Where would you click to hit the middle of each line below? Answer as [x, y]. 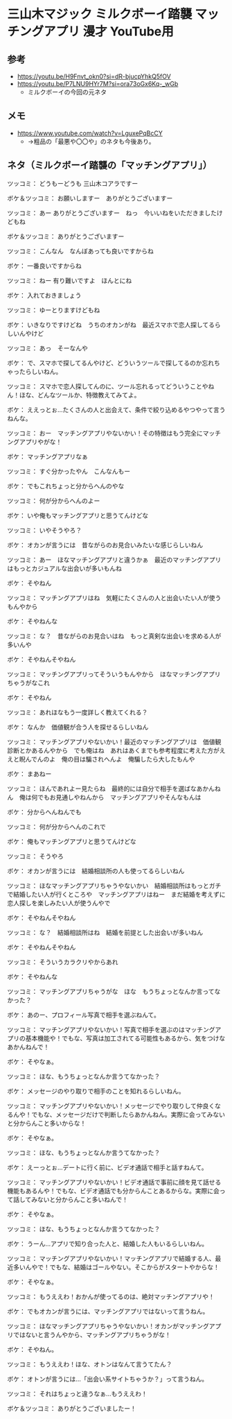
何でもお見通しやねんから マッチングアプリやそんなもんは [116, 797]
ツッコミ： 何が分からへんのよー [54, 501]
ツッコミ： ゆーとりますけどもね [54, 310]
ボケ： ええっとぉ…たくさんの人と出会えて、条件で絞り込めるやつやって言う [116, 409]
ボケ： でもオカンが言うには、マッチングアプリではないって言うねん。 [108, 1311]
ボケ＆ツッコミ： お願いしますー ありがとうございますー [90, 198]
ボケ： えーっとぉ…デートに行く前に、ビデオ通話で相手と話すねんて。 [107, 1167]
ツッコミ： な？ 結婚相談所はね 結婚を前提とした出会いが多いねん [105, 932]
